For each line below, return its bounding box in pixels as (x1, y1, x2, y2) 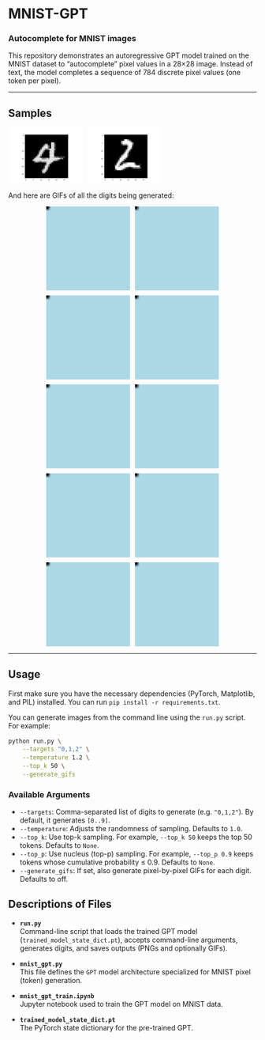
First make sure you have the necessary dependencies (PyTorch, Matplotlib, (8, 689, 256, 698)
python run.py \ (8, 737, 62, 745)
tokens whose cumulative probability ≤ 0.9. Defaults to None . (19, 857, 215, 867)
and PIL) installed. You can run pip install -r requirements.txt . (8, 697, 221, 706)
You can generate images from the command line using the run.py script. (8, 713, 246, 722)
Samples (8, 106, 53, 119)
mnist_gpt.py (19, 960, 63, 968)
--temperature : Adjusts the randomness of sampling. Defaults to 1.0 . (19, 824, 243, 834)
